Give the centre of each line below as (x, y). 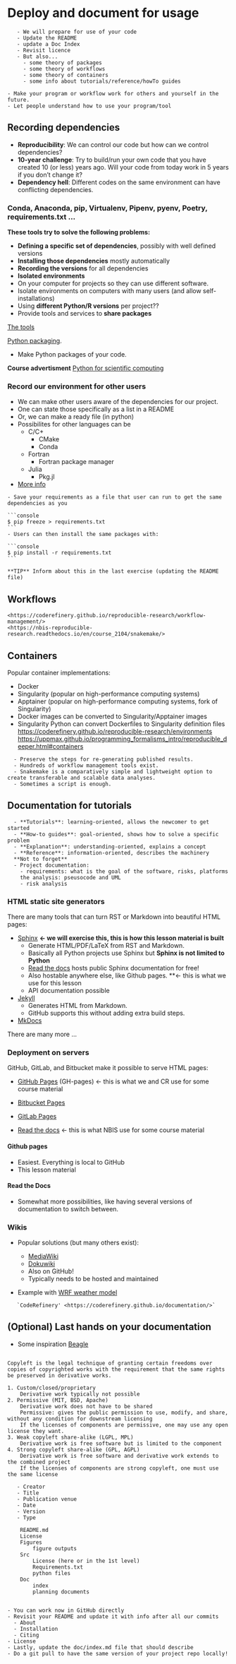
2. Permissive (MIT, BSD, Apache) (58, 1400)
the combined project (39, 1462)
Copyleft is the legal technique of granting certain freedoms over (110, 1363)
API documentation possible (69, 991)
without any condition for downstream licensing (80, 1419)
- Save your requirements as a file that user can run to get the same (114, 497)
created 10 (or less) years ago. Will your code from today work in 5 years (123, 167)
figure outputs (55, 1548)
